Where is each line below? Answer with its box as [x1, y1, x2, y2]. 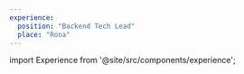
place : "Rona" [17, 30, 70, 39]
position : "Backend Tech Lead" [17, 22, 136, 31]
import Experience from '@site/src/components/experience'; [9, 55, 237, 66]
